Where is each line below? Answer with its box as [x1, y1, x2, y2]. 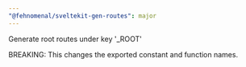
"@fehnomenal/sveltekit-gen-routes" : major [8, 11, 157, 20]
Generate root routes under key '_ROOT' [8, 34, 143, 44]
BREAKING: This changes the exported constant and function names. [8, 49, 239, 59]
